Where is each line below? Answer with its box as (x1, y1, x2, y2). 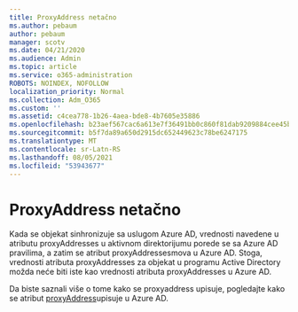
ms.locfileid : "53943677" (9, 161, 105, 170)
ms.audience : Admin (9, 54, 82, 63)
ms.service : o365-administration (9, 71, 133, 80)
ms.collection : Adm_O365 (9, 95, 101, 105)
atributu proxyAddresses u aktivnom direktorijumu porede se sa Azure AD (9, 238, 278, 249)
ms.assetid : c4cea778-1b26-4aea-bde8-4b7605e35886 (9, 112, 200, 121)
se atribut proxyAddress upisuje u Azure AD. (9, 293, 169, 304)
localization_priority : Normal (9, 87, 125, 96)
